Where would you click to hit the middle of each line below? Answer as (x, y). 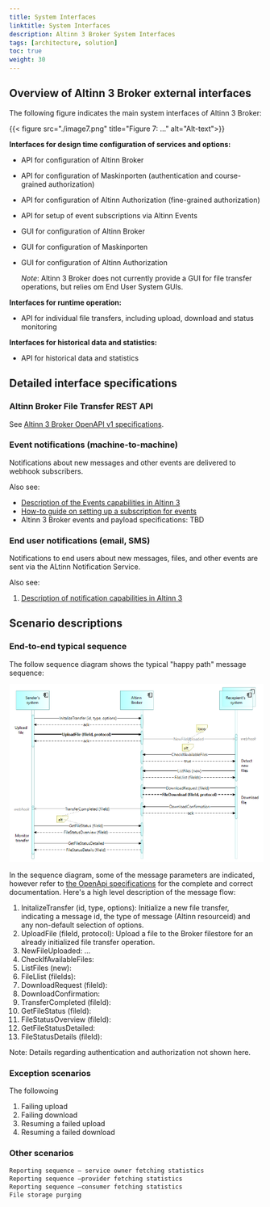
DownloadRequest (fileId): (64, 985)
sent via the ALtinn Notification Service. (75, 567)
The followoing (34, 1091)
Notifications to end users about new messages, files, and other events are (134, 559)
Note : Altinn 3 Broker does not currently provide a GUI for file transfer (136, 278)
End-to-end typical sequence (68, 647)
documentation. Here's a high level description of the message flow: (123, 892)
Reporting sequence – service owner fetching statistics (107, 1171)
